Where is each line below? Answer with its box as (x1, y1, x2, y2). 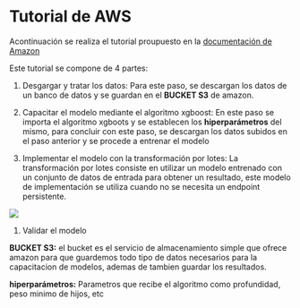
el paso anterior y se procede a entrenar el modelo (21, 135, 210, 146)
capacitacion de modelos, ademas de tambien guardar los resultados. (9, 261, 267, 272)
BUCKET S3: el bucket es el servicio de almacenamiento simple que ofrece (9, 242, 287, 252)
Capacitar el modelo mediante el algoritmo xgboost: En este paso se (21, 107, 275, 117)
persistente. (21, 191, 67, 201)
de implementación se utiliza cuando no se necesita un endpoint (21, 181, 261, 192)
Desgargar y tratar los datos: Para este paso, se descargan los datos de (21, 80, 287, 90)
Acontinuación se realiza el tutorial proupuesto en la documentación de (9, 36, 273, 47)
